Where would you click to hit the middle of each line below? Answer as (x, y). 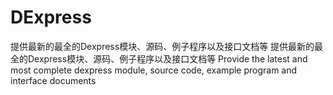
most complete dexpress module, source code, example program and (154, 70)
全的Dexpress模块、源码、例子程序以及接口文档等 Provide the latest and (159, 58)
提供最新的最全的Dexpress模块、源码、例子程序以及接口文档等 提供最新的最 (167, 46)
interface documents (53, 80)
